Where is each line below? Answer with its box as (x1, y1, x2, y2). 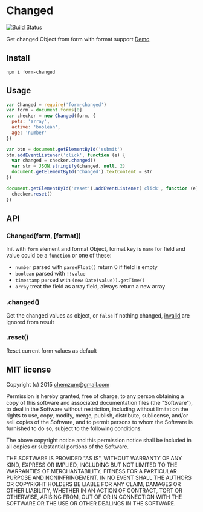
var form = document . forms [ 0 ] (6, 107, 83, 113)
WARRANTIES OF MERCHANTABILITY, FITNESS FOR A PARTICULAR (6, 467, 177, 474)
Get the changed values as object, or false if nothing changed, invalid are (6, 311, 190, 319)
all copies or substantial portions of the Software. (6, 443, 129, 450)
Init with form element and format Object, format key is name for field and (6, 245, 185, 253)
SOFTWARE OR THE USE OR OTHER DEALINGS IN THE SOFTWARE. (6, 499, 176, 507)
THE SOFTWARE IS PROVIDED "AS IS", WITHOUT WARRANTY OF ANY (6, 454, 182, 462)
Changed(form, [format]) (6, 231, 82, 240)
